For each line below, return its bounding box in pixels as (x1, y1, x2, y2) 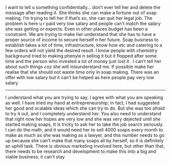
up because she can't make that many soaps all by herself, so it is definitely (5, 138, 164, 144)
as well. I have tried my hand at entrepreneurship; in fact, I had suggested (5, 100, 160, 106)
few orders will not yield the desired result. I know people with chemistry (5, 48, 158, 53)
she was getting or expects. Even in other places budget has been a (5, 26, 148, 32)
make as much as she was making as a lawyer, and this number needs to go (5, 132, 165, 138)
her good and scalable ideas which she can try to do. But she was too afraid (5, 105, 165, 111)
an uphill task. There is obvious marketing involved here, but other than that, (5, 143, 165, 149)
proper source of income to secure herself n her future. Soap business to (5, 37, 159, 43)
